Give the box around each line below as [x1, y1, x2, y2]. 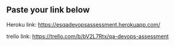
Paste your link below [6, 5, 90, 15]
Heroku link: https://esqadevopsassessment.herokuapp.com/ [6, 21, 160, 28]
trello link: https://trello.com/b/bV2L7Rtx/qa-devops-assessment [6, 33, 169, 40]
